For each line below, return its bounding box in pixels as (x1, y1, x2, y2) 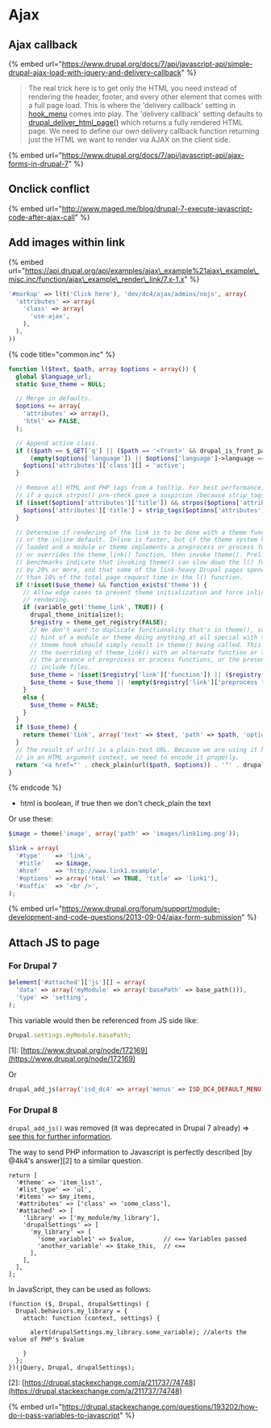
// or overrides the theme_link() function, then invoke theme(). (15, 551, 244, 559)
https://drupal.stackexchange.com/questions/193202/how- (61, 1401, 259, 1411)
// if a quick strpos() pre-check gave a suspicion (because (15, 491, 226, 499)
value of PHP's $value (8, 1335, 85, 1343)
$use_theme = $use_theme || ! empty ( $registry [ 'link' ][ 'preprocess (29, 679, 258, 687)
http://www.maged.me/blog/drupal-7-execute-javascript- (61, 203, 253, 213)
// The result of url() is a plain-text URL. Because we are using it (15, 745, 258, 754)
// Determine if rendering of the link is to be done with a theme (15, 528, 248, 537)
